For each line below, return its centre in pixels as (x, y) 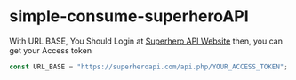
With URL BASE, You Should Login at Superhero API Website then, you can (146, 41)
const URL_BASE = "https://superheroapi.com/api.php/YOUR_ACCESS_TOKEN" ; (149, 67)
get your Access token (50, 50)
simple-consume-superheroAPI (129, 16)
